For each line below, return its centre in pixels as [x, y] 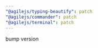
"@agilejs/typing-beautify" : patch [49, 11]
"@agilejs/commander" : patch [41, 17]
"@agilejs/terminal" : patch [40, 22]
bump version [22, 39]
